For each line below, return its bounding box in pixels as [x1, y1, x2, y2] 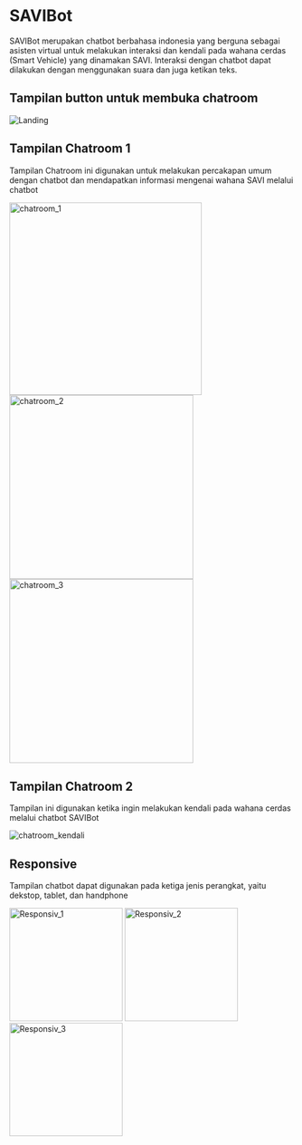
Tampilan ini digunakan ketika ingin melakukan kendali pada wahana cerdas [9, 803, 291, 813]
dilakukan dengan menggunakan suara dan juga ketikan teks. [9, 64, 238, 75]
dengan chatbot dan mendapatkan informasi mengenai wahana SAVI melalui [9, 174, 294, 186]
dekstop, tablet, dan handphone [9, 890, 128, 901]
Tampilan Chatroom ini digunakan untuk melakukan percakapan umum [9, 165, 272, 176]
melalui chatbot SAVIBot [9, 813, 99, 823]
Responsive [9, 856, 78, 871]
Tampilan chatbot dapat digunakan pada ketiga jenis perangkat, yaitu [9, 880, 267, 891]
